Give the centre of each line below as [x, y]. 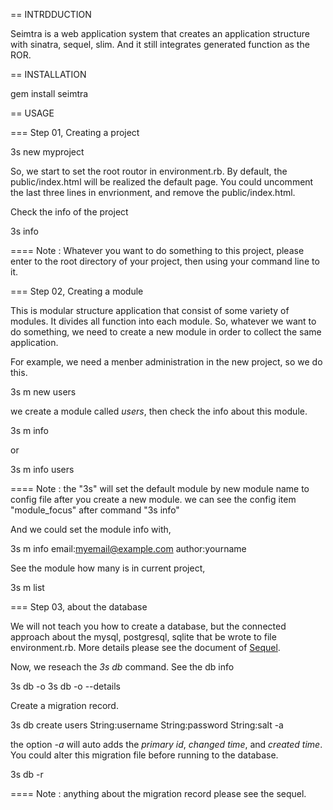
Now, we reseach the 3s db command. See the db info [122, 667]
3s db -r [27, 774]
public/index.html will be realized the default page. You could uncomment [162, 182]
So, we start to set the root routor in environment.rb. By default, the [149, 171]
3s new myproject [47, 152]
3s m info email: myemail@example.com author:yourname [128, 548]
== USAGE [32, 113]
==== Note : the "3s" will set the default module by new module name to [160, 488]
